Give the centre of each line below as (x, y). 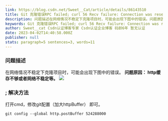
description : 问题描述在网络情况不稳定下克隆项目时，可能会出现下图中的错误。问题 (81, 19)
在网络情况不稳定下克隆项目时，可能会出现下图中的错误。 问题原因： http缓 (83, 72)
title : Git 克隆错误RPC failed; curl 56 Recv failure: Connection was (79, 14)
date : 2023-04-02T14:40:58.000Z (39, 33)
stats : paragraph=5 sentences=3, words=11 (50, 42)
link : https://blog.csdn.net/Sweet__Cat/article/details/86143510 (76, 10)
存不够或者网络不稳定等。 (31, 79)
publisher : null (22, 38)
